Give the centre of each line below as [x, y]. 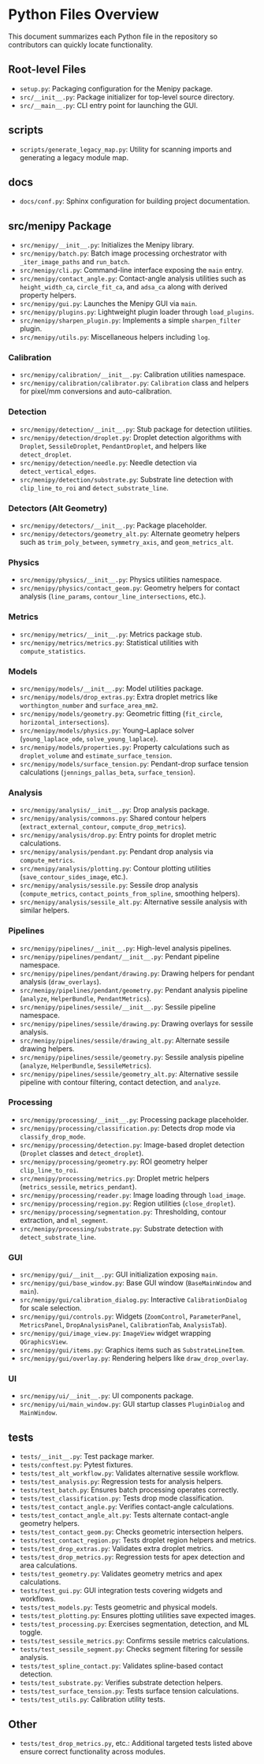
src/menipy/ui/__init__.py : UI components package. [106, 1396]
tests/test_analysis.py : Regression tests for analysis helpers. [121, 1482]
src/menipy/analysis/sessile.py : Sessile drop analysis [109, 886]
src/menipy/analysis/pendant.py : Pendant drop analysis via [117, 852]
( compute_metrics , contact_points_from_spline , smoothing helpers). [130, 893]
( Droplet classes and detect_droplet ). [82, 1153]
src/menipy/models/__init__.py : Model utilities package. [111, 688]
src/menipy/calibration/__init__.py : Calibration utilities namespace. [132, 375]
